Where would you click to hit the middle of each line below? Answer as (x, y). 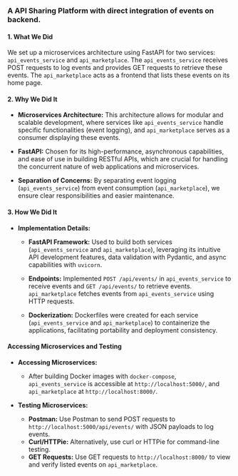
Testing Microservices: (53, 405)
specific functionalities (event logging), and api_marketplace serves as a (124, 130)
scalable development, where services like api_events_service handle (120, 123)
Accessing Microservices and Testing (65, 346)
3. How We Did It (32, 212)
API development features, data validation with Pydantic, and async (127, 257)
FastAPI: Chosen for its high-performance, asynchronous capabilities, (121, 151)
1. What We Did (30, 36)
